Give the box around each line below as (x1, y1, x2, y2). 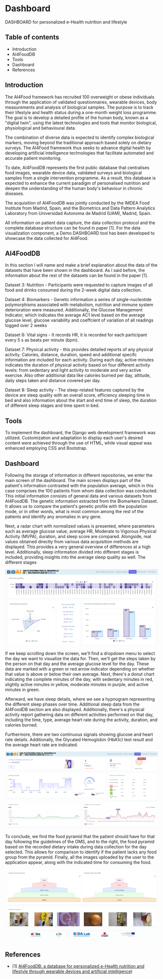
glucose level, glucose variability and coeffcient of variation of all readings (5, 317, 154, 323)
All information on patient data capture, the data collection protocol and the (5, 220, 155, 226)
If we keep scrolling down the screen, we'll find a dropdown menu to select (5, 651, 155, 656)
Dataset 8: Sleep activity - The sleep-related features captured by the (5, 387, 145, 393)
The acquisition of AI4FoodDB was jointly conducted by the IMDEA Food (5, 200, 150, 206)
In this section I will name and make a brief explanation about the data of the (5, 262, 158, 268)
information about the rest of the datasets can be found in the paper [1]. (5, 272, 148, 278)
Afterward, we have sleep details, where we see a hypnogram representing (5, 696, 155, 702)
